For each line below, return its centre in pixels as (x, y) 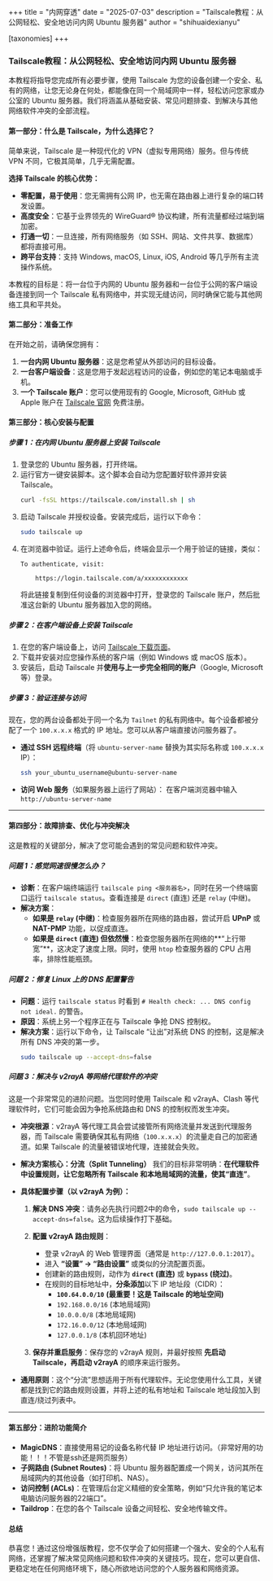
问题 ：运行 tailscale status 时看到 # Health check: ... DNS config (135, 1001)
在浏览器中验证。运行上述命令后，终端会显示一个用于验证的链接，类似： (141, 549)
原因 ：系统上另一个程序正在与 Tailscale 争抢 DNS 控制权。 (117, 1021)
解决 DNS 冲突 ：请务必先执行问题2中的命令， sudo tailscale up (139, 1208)
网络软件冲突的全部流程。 (51, 111)
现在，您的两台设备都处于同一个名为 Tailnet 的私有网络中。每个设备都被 (130, 720)
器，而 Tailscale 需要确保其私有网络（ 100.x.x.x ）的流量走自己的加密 (135, 1136)
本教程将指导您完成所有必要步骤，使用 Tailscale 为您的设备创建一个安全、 (132, 81)
